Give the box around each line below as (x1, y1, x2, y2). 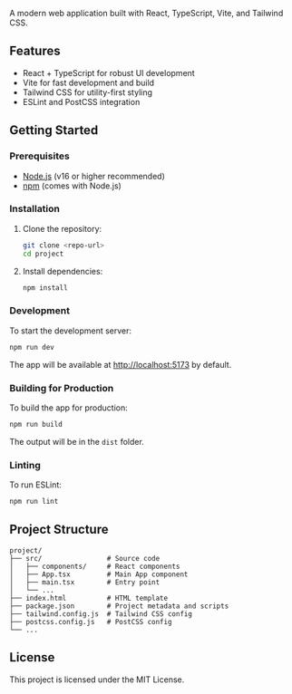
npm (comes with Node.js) (22, 180, 122, 191)
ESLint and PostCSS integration (22, 96, 141, 107)
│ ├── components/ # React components (9, 562, 180, 571)
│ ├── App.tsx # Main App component (9, 570, 189, 579)
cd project (22, 249, 64, 258)
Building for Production (9, 381, 114, 394)
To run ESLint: (9, 479, 62, 490)
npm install (22, 283, 68, 293)
